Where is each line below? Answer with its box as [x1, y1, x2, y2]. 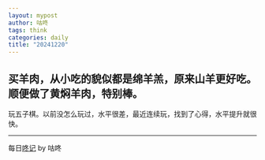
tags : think [8, 26, 47, 34]
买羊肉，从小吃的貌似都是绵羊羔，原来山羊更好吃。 [8, 72, 257, 85]
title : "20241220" [8, 41, 69, 49]
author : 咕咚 [8, 19, 49, 27]
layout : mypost [8, 11, 58, 20]
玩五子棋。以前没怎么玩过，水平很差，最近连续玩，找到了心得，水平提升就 [8, 109, 250, 118]
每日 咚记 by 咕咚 [8, 143, 62, 152]
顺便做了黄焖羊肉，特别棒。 [8, 87, 144, 100]
